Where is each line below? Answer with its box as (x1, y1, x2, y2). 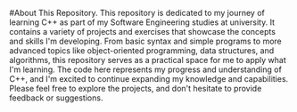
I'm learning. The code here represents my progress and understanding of (9, 64, 283, 75)
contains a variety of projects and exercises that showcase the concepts (9, 27, 276, 36)
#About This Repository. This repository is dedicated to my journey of (9, 8, 265, 18)
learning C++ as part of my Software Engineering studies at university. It (9, 17, 275, 28)
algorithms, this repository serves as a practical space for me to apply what (9, 55, 287, 65)
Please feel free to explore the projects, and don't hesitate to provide (9, 84, 262, 93)
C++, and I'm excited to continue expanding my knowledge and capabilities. (9, 74, 289, 84)
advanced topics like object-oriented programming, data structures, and (9, 45, 275, 56)
